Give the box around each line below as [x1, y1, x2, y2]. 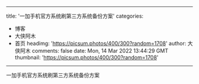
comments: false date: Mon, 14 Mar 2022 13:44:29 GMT [31, 47, 169, 54]
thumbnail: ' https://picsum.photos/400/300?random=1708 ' [14, 54, 159, 61]
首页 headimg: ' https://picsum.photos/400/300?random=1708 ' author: [14, 40, 187, 47]
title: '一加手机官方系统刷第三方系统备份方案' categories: [6, 12, 144, 20]
